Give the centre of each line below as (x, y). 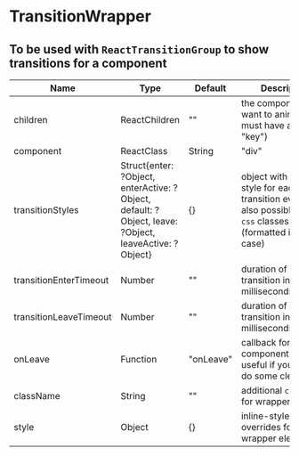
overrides (261, 427)
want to (257, 114)
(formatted (263, 232)
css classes (265, 221)
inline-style (265, 416)
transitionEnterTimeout (61, 280)
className (37, 396)
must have (263, 125)
